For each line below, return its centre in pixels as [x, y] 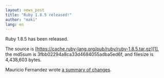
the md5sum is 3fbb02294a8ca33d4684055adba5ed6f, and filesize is [79, 54]
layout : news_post [25, 10]
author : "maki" [21, 19]
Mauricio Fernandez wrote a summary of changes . [58, 70]
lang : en [15, 24]
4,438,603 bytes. [24, 60]
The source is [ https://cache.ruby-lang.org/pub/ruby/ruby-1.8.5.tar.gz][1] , [82, 49]
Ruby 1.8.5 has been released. [37, 39]
